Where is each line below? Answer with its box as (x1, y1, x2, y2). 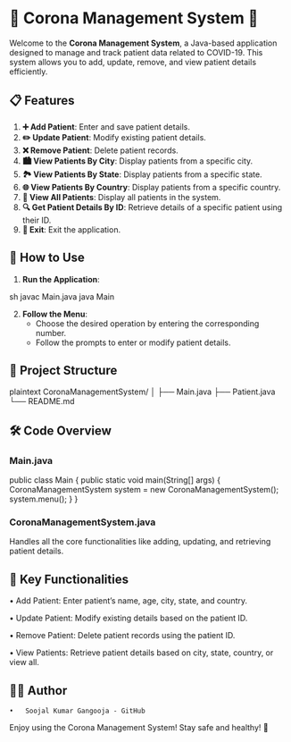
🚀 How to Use (9, 250, 85, 266)
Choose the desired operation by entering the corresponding (35, 317, 260, 329)
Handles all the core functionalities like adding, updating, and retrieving (9, 536, 271, 547)
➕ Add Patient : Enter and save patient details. (21, 121, 190, 132)
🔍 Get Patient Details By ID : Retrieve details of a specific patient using (21, 201, 283, 213)
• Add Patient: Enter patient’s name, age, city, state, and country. (9, 595, 248, 606)
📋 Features (9, 93, 75, 108)
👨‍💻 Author (9, 683, 68, 698)
